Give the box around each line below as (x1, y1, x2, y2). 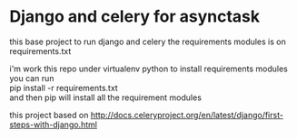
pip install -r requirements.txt (9, 82, 118, 93)
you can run (9, 72, 54, 83)
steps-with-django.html (9, 119, 98, 130)
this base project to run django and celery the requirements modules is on (9, 36, 286, 47)
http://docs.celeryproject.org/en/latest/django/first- (90, 109, 284, 120)
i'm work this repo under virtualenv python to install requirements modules (9, 63, 289, 74)
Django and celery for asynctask (9, 6, 261, 27)
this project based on (9, 109, 89, 120)
